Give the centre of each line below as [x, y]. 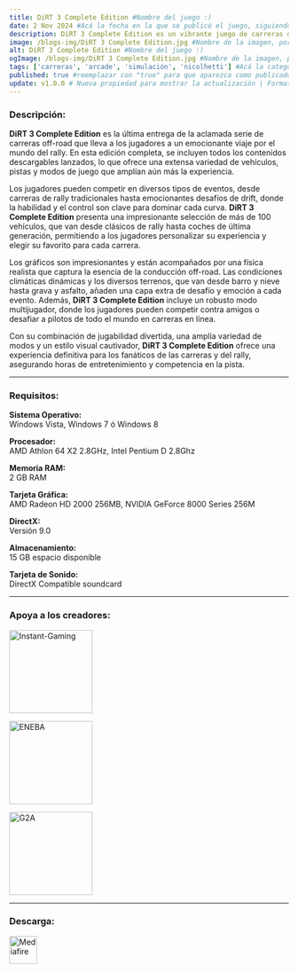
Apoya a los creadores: [60, 616]
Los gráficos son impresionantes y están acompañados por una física [137, 262]
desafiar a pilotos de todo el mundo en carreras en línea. [113, 318]
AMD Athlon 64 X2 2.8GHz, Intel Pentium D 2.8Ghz [102, 451]
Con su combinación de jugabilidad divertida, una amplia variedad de [136, 336]
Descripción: [38, 114]
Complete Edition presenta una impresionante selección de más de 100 [140, 216]
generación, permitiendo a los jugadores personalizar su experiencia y [138, 235]
